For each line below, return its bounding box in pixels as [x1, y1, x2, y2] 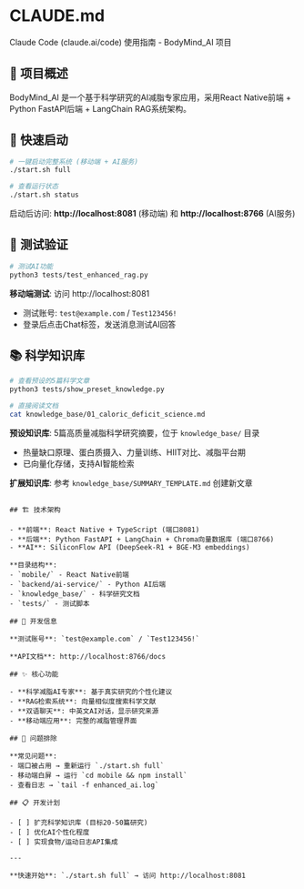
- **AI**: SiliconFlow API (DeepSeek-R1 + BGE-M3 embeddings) [9, 542, 250, 551]
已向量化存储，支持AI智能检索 [22, 458, 135, 469]
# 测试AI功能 [9, 261, 54, 271]
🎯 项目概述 [9, 66, 68, 82]
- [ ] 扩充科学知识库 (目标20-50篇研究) [9, 818, 148, 827]
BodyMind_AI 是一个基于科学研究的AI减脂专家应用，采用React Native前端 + [9, 92, 291, 103]
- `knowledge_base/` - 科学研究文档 [9, 589, 140, 599]
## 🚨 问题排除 [9, 733, 57, 743]
